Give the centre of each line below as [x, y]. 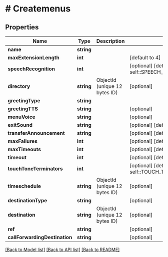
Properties [22, 27]
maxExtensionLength [34, 58]
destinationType [27, 200]
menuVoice [22, 117]
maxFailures [22, 141]
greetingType [24, 101]
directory [19, 86]
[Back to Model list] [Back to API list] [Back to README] [62, 250]
